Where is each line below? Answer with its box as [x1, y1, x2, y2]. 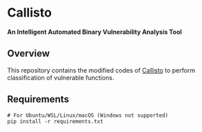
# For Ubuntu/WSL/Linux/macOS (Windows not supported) [7, 112, 169, 119]
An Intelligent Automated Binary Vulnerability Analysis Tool [7, 28, 182, 36]
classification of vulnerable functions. [7, 73, 115, 82]
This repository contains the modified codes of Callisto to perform [7, 66, 196, 74]
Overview [7, 48, 50, 59]
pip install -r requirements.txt [7, 117, 104, 125]
